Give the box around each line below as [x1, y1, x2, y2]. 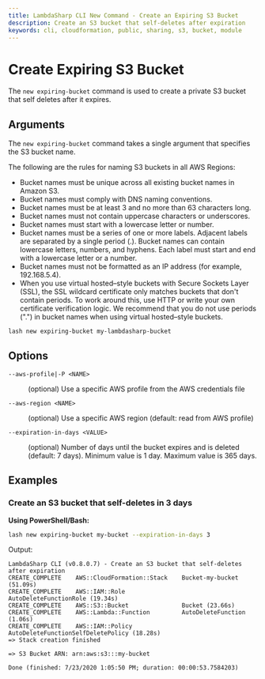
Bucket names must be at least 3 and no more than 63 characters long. [19, 203, 252, 213]
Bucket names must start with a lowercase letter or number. [19, 220, 214, 229]
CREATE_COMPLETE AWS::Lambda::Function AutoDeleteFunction [8, 609, 246, 617]
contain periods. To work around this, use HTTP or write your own [19, 296, 236, 305]
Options [8, 349, 49, 363]
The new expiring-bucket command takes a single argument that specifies [8, 139, 251, 149]
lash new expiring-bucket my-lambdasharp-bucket [8, 327, 172, 336]
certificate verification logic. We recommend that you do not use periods [19, 304, 257, 313]
